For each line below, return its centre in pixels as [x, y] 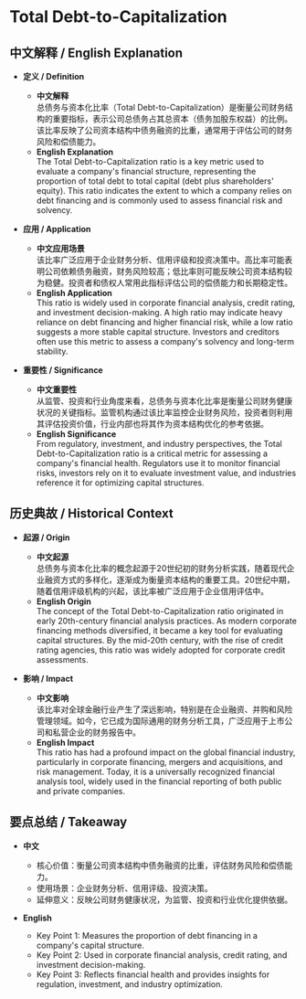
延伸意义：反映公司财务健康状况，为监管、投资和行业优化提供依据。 [164, 899]
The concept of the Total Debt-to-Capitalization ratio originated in [160, 611]
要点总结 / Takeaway [69, 822]
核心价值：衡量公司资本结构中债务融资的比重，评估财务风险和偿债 [160, 865]
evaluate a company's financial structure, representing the [146, 171]
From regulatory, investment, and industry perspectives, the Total [159, 444]
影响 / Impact [48, 678]
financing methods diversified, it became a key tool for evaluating [159, 630]
